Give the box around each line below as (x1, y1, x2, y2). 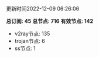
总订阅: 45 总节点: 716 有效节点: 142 (6, 18, 94, 25)
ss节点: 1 (14, 45, 36, 52)
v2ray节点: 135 (14, 30, 50, 37)
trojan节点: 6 (14, 38, 45, 44)
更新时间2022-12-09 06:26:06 (6, 5, 80, 12)
